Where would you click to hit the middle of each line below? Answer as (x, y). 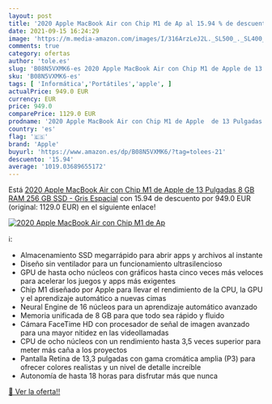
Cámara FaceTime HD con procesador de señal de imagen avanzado (135, 324)
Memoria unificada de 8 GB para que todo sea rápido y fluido (122, 316)
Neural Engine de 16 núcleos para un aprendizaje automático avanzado (138, 307)
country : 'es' (32, 129)
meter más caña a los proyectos (74, 350)
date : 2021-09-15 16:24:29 (54, 31)
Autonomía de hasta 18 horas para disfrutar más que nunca (119, 376)
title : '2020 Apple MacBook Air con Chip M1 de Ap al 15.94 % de (121, 24)
